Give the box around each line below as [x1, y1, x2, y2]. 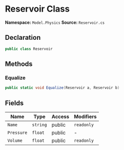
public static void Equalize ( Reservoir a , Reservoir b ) [5, 85, 120, 90]
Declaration [5, 33, 41, 42]
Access [51, 113, 69, 120]
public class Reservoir [5, 46, 53, 51]
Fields [5, 99, 24, 107]
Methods [5, 60, 33, 68]
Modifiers [74, 113, 97, 120]
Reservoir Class [5, 3, 70, 15]
